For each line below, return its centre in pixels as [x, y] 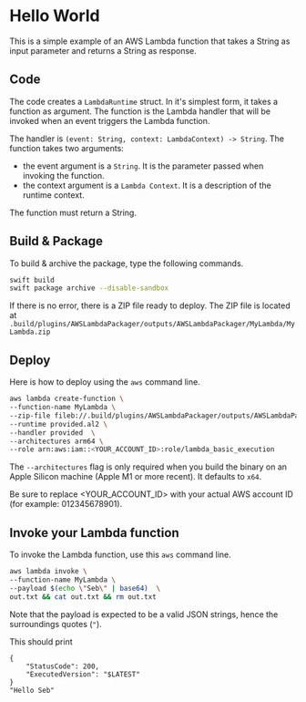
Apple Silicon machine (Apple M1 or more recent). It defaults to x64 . [136, 477]
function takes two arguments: [67, 148]
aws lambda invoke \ [49, 572]
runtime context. [53, 195]
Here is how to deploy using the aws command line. [105, 382]
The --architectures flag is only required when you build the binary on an [148, 467]
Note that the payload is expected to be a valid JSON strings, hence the [144, 614]
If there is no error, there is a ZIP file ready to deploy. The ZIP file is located [150, 305]
